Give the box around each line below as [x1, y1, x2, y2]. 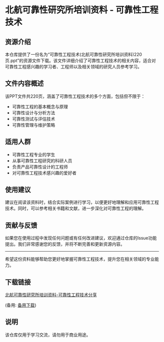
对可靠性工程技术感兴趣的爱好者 [12, 170, 77, 176]
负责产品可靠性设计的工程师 [12, 164, 68, 170]
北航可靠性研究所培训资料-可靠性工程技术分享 [5, 292, 97, 298]
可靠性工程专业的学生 [12, 151, 55, 157]
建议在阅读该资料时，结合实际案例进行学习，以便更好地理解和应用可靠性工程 [5, 199, 159, 205]
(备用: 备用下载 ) [5, 302, 37, 308]
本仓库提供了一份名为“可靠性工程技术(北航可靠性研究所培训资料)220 [5, 52, 143, 57]
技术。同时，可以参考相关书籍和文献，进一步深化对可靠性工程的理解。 [5, 206, 146, 212]
